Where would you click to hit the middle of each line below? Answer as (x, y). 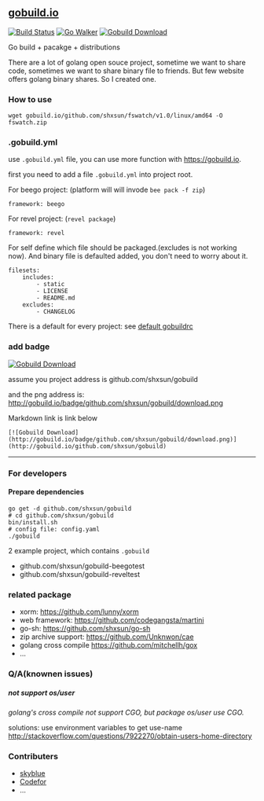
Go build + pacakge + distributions (64, 47)
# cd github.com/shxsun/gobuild (61, 515)
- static (51, 285)
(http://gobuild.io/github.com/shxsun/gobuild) (88, 446)
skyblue (32, 773)
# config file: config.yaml (54, 529)
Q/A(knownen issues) (51, 674)
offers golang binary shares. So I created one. (82, 79)
